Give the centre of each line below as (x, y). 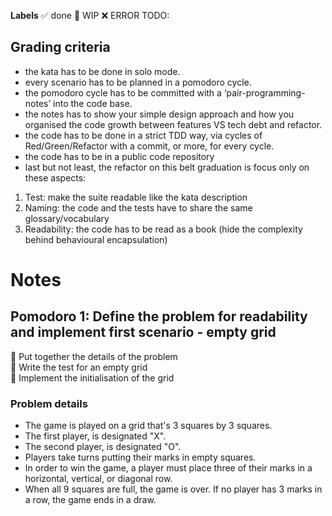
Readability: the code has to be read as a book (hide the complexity (163, 229)
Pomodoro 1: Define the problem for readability (159, 316)
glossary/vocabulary (67, 218)
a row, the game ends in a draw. (90, 500)
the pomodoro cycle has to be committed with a (123, 92)
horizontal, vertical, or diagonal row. (98, 479)
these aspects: (55, 177)
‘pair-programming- (264, 92)
